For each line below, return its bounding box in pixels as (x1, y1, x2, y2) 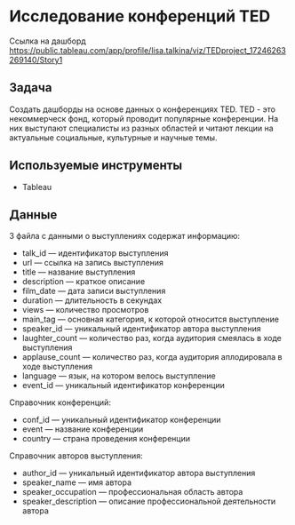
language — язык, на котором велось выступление (21, 370, 216, 381)
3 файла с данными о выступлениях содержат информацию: (9, 231, 241, 242)
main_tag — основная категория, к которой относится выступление (21, 314, 280, 325)
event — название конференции (21, 424, 144, 434)
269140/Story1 (9, 54, 63, 65)
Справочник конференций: (9, 397, 111, 408)
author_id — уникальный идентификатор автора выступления (21, 468, 256, 479)
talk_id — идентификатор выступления (21, 248, 169, 259)
